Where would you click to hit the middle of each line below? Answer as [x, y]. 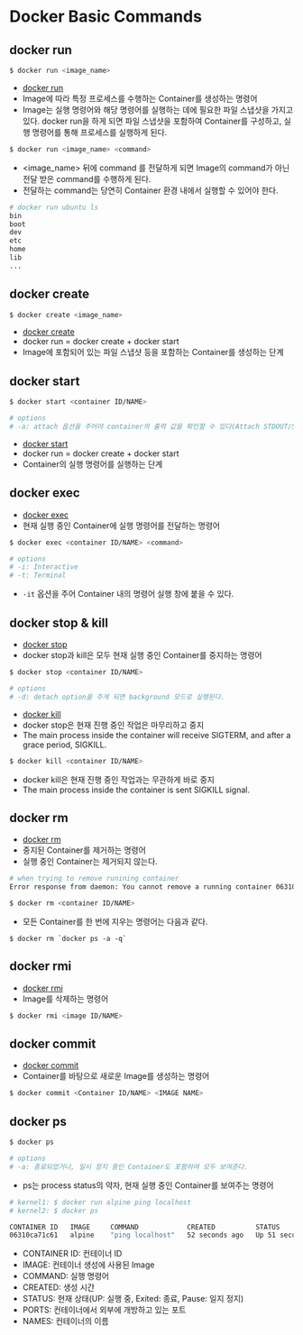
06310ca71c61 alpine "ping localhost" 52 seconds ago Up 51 [143, 1235]
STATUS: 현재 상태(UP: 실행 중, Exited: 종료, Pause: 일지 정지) [133, 1299]
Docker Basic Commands [106, 17]
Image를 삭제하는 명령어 [65, 999]
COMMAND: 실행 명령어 [66, 1276]
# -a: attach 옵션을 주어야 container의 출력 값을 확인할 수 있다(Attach [134, 426]
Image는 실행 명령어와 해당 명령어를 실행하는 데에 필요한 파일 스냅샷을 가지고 [158, 109]
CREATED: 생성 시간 [58, 1287]
